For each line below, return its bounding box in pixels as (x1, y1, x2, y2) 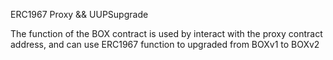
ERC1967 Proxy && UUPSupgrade (10, 9, 149, 20)
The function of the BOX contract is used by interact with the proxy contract (10, 28, 323, 39)
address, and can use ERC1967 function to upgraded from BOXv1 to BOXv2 (10, 39, 320, 50)
